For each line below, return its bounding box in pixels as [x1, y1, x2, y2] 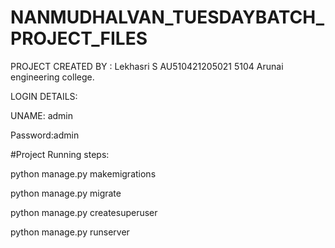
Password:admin [10, 129, 80, 141]
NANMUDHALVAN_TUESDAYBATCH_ [10, 6, 325, 29]
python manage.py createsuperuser [10, 206, 158, 218]
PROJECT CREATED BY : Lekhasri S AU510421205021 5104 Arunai [10, 60, 284, 72]
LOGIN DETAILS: [10, 90, 78, 102]
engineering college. [10, 71, 95, 83]
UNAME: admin [10, 109, 74, 121]
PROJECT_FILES [10, 27, 148, 50]
